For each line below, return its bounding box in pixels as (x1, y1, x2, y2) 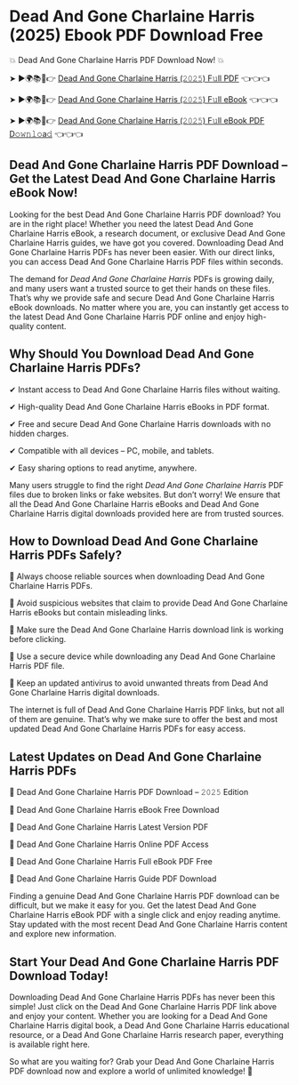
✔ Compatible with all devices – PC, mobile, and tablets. (9, 445, 214, 455)
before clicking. (9, 634, 67, 645)
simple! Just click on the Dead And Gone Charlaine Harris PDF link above (9, 1001, 278, 1011)
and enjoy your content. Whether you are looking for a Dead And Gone (9, 1011, 269, 1021)
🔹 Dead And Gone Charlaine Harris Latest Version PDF (9, 822, 209, 832)
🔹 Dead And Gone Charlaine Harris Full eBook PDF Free (9, 856, 213, 867)
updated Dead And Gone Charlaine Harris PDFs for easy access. (9, 723, 246, 735)
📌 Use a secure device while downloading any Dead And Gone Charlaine (9, 651, 276, 662)
